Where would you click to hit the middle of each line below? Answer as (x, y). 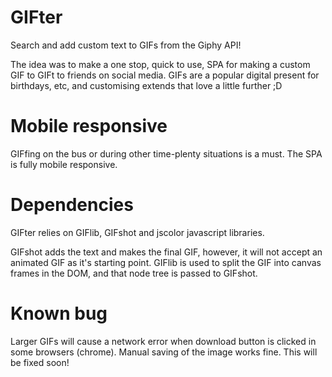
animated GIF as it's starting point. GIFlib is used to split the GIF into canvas (166, 262)
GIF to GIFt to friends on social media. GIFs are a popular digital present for (165, 75)
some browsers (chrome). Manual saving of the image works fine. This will (164, 352)
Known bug (59, 313)
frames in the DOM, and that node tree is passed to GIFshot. (134, 273)
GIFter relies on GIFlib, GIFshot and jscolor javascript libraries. (137, 232)
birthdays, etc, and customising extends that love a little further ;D (146, 85)
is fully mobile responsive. (64, 164)
